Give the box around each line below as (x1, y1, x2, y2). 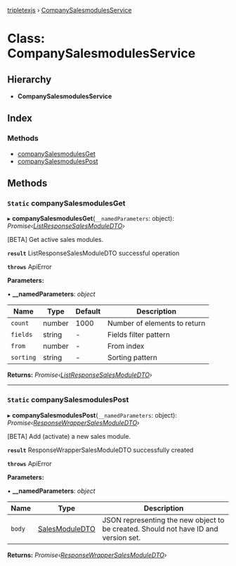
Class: (7, 31, 46, 46)
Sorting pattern (107, 353, 158, 363)
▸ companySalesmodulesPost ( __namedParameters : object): (7, 411, 178, 419)
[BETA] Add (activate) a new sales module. (7, 432, 131, 440)
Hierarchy (7, 73, 52, 85)
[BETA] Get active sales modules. (7, 236, 104, 244)
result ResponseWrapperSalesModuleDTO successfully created (7, 446, 194, 454)
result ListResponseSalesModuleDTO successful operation (7, 249, 180, 257)
